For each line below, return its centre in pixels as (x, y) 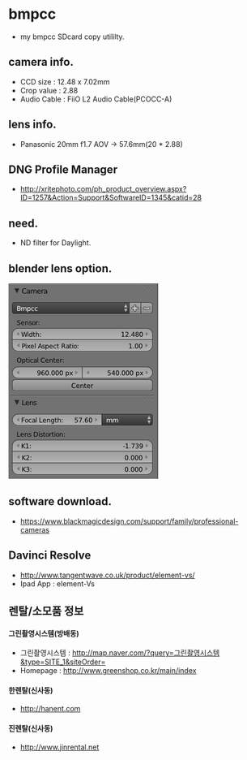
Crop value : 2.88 (49, 90)
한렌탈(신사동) (31, 690)
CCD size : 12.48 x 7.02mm (65, 81)
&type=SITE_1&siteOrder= (63, 662)
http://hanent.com (50, 709)
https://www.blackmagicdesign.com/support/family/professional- (129, 521)
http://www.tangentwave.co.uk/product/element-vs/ (108, 575)
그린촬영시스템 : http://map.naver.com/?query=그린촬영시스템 (120, 653)
